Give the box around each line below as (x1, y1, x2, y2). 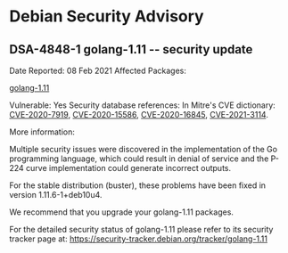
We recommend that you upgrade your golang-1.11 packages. (9, 207, 235, 217)
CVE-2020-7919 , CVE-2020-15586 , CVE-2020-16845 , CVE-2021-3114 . (9, 110, 269, 119)
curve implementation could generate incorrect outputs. (25, 163, 232, 173)
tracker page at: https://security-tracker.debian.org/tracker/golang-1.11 (9, 233, 267, 244)
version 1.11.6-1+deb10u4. (9, 190, 103, 200)
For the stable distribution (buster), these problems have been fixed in (9, 180, 266, 191)
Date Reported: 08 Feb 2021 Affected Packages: (9, 65, 187, 76)
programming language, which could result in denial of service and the (9, 153, 269, 164)
